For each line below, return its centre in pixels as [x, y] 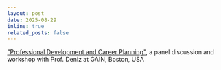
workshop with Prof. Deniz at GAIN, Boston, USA [75, 60]
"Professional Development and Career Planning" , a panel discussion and [111, 52]
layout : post [26, 13]
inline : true [26, 26]
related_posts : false [38, 33]
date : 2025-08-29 [32, 20]
